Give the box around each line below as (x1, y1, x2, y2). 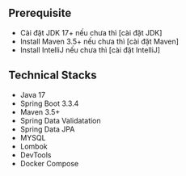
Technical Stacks (8, 69, 97, 82)
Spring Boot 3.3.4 (19, 98, 79, 108)
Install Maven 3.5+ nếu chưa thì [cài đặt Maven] (19, 36, 180, 46)
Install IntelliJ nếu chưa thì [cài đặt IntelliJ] (19, 44, 160, 55)
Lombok (19, 141, 49, 151)
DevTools (19, 149, 52, 160)
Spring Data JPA (19, 124, 75, 134)
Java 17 (19, 90, 46, 99)
